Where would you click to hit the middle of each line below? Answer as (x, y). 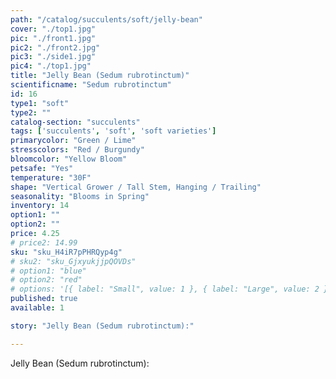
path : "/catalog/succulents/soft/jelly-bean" (106, 19)
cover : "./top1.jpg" (53, 29)
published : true (44, 299)
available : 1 (37, 308)
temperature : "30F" (51, 177)
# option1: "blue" (48, 271)
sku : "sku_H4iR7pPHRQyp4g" (66, 252)
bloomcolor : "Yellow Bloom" (69, 159)
